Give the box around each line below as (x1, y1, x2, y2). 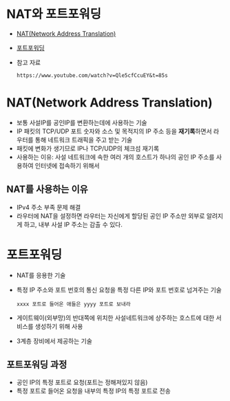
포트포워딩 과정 (6, 359, 67, 371)
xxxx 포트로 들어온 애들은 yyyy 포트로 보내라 (16, 301, 132, 307)
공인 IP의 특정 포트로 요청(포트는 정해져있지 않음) (16, 378, 148, 387)
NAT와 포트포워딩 (6, 6, 101, 22)
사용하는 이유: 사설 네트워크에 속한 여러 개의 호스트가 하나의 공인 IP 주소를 (16, 153, 215, 161)
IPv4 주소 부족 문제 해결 (16, 203, 81, 211)
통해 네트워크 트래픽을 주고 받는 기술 (34, 136, 133, 144)
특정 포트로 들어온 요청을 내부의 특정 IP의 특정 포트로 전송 (16, 387, 171, 395)
